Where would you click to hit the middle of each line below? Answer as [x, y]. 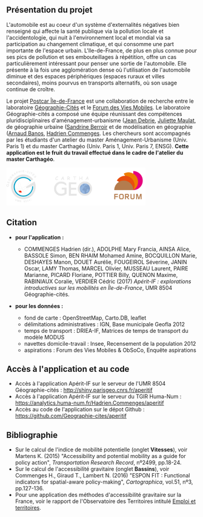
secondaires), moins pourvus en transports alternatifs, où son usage [92, 83]
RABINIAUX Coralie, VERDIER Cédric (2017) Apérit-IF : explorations [108, 281]
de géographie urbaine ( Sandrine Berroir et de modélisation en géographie [99, 126]
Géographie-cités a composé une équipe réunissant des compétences [94, 114]
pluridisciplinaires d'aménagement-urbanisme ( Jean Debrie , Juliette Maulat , [101, 120]
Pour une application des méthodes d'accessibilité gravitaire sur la [98, 495]
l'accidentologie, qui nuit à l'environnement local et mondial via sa [88, 37]
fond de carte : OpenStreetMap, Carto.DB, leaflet [85, 318]
